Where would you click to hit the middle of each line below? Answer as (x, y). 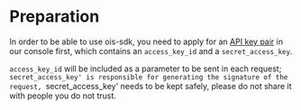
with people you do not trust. (63, 96)
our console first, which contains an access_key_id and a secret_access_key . (151, 50)
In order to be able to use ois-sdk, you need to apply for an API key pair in (146, 41)
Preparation (55, 17)
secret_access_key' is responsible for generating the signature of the (149, 77)
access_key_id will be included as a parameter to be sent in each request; (146, 69)
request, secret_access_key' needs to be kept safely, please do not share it (150, 86)
